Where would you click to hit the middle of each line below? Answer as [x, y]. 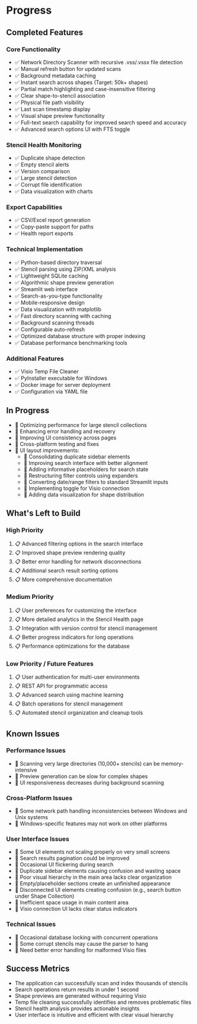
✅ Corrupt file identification [48, 185]
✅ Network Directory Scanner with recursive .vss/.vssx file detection [99, 62]
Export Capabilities [34, 207]
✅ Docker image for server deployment [63, 385]
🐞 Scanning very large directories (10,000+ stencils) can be [87, 763]
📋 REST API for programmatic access [61, 686]
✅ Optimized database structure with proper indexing [80, 336]
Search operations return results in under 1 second [77, 989]
